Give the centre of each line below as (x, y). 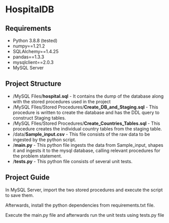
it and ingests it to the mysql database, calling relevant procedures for (86, 150)
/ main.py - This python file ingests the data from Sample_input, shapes (88, 145)
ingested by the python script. (44, 140)
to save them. (20, 195)
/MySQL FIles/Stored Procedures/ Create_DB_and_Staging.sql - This (86, 107)
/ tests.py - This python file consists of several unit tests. (72, 161)
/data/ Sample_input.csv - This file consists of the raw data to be (81, 134)
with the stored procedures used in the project (62, 101)
